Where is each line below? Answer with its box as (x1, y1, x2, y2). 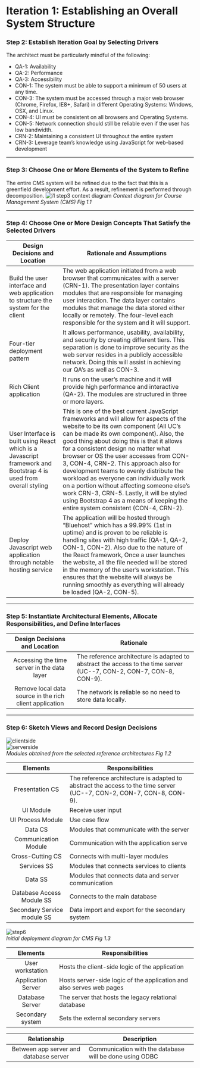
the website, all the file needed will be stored (62, 558, 187, 567)
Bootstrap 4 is (9, 467, 49, 475)
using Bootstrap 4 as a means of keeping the (62, 496, 188, 505)
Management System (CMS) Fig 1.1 (6, 198, 92, 205)
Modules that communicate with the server (69, 825, 189, 833)
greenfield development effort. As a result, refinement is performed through (6, 186, 192, 193)
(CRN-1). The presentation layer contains (62, 282, 180, 290)
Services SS (19, 861, 54, 870)
